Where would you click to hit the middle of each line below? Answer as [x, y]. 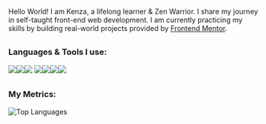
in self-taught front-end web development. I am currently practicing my [125, 20]
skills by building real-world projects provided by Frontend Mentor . [118, 28]
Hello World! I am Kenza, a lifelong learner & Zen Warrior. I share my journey [133, 12]
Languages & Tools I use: [58, 52]
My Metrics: [32, 95]
